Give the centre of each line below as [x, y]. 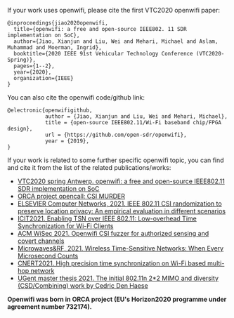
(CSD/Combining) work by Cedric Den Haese [83, 286]
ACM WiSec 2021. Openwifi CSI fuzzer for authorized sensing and [113, 233]
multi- [216, 263]
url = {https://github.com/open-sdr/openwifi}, [116, 135]
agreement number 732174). [50, 307]
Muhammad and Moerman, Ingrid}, [54, 48]
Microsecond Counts [48, 256]
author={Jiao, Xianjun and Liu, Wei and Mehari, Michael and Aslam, [116, 41]
